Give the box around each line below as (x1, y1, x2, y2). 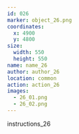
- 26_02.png (13, 101, 48, 108)
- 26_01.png (13, 94, 48, 101)
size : (7, 42, 23, 49)
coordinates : (7, 23, 45, 30)
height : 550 (13, 56, 48, 62)
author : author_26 (7, 68, 60, 75)
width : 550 (13, 49, 45, 56)
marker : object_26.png (7, 17, 72, 24)
